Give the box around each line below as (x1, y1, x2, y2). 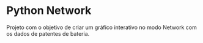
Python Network (6, 4, 92, 18)
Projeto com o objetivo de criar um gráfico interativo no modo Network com (6, 24, 197, 31)
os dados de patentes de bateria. (6, 30, 90, 37)
